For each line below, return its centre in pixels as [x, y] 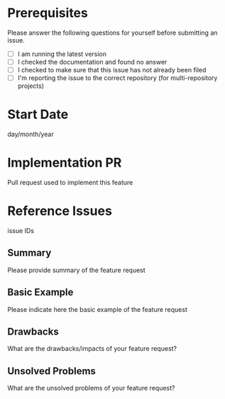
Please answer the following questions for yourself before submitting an [112, 33]
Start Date [38, 114]
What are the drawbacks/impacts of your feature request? [92, 349]
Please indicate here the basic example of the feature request [98, 309]
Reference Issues [60, 211]
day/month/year [31, 134]
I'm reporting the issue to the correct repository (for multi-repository [117, 78]
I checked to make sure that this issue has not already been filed [112, 70]
